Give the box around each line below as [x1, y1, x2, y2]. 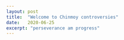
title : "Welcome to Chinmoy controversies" [6, 14, 119, 20]
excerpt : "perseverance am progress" [6, 25, 100, 31]
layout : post [6, 8, 39, 15]
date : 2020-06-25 [6, 19, 55, 25]
